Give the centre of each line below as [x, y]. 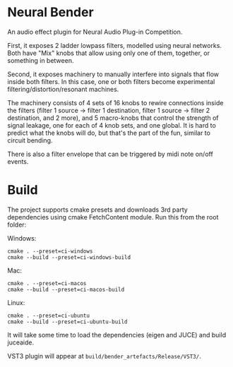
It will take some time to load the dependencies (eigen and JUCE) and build [117, 335]
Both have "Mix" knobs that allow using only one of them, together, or [109, 53]
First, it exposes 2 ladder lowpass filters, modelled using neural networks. [115, 45]
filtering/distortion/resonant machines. [63, 89]
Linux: [16, 302]
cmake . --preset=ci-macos [47, 283]
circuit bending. [30, 140]
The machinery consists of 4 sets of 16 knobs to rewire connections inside [115, 102]
